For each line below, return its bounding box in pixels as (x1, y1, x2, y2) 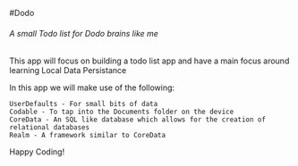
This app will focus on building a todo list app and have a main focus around (9, 55, 290, 66)
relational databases (9, 123, 90, 132)
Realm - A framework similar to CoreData (9, 131, 166, 140)
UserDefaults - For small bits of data (9, 100, 158, 109)
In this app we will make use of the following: (9, 82, 175, 93)
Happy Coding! (9, 146, 65, 157)
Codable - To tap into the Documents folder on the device (9, 107, 234, 117)
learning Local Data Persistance (9, 65, 127, 76)
